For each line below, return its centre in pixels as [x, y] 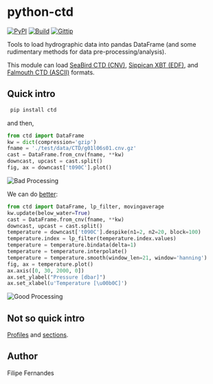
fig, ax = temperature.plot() [51, 264]
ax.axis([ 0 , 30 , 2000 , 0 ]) [46, 270]
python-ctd [41, 12]
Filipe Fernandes [31, 373]
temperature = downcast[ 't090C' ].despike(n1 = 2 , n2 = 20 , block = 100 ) [104, 232]
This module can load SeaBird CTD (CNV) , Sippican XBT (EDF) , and [103, 65]
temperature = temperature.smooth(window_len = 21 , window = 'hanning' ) [107, 258]
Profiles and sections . [38, 335]
